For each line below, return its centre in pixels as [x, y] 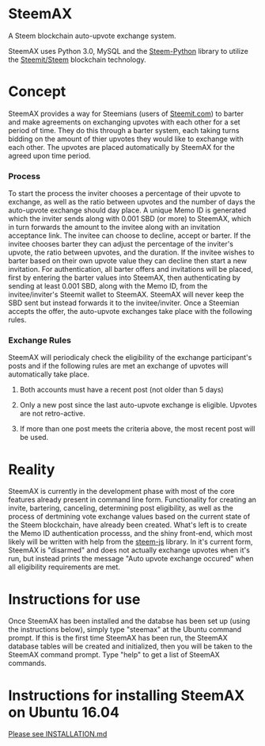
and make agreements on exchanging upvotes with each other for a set [124, 122]
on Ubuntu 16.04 [64, 712]
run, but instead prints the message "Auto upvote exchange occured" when [131, 559]
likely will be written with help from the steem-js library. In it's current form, [131, 542]
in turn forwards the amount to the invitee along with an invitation [114, 228]
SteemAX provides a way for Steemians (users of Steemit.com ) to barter [126, 113]
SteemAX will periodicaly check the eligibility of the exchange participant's [130, 358]
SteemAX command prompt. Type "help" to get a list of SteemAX [114, 655]
